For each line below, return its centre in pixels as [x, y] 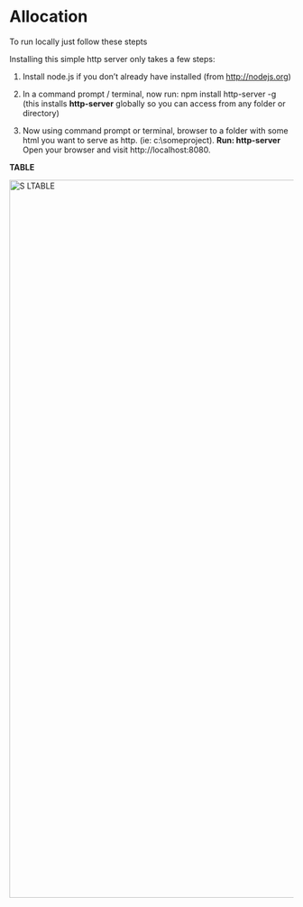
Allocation [49, 17]
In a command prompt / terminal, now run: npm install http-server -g [149, 94]
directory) [41, 113]
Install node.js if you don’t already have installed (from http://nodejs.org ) [156, 76]
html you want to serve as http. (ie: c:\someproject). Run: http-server [151, 140]
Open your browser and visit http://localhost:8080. [116, 150]
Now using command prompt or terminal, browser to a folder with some [155, 130]
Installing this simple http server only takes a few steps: [112, 59]
